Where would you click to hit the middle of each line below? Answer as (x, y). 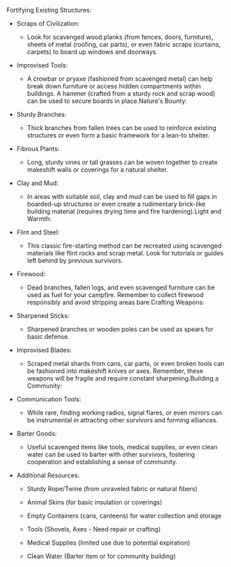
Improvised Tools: (42, 65)
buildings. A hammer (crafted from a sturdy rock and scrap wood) (121, 94)
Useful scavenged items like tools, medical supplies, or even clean (122, 447)
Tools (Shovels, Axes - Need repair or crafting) (94, 529)
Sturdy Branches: (41, 114)
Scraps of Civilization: (48, 23)
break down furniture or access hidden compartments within (114, 86)
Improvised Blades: (44, 350)
